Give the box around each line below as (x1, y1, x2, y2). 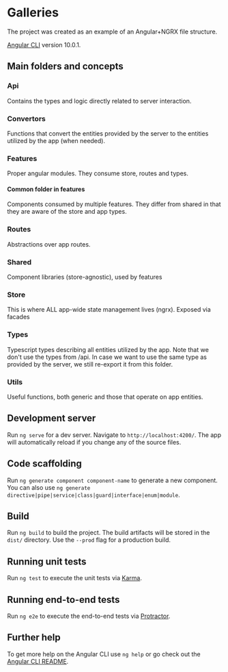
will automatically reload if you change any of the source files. (7, 438, 182, 446)
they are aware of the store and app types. (7, 208, 128, 216)
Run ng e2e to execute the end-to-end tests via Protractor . (7, 612, 171, 620)
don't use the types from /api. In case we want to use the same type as (7, 353, 207, 361)
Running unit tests (7, 556, 87, 567)
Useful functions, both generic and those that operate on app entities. (7, 393, 203, 401)
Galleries (7, 5, 59, 21)
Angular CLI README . (7, 657, 69, 665)
